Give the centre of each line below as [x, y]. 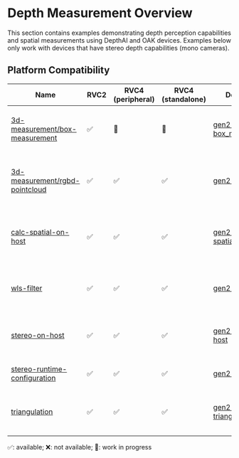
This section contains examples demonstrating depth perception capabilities [119, 33]
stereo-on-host [38, 335]
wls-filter [27, 288]
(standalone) [184, 99]
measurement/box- [44, 129]
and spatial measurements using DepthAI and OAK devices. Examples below [119, 40]
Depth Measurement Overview [100, 13]
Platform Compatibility [59, 70]
